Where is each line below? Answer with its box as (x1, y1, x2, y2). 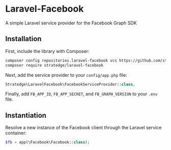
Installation (5, 35, 42, 43)
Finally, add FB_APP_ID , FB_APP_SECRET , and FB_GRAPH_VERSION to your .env (5, 91, 158, 97)
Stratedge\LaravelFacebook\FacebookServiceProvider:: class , (5, 82, 136, 87)
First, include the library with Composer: (5, 48, 90, 54)
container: (5, 130, 27, 136)
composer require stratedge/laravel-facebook (5, 63, 103, 68)
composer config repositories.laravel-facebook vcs (5, 58, 117, 63)
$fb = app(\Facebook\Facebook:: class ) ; (5, 140, 90, 145)
